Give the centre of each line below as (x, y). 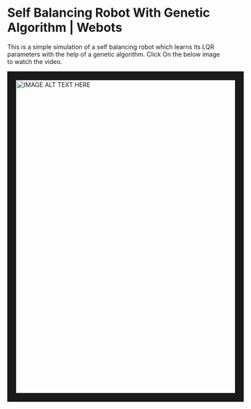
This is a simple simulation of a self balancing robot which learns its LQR (111, 47)
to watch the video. (35, 61)
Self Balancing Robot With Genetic (109, 13)
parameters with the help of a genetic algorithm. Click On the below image (114, 54)
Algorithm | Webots (65, 27)
